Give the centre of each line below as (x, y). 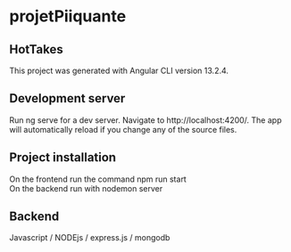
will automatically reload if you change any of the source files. (123, 129)
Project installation (63, 158)
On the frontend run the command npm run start (98, 179)
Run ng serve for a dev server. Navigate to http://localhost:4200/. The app (145, 120)
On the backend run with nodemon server (86, 188)
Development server (67, 98)
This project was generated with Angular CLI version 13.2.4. (119, 70)
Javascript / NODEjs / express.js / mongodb (90, 238)
